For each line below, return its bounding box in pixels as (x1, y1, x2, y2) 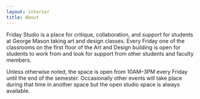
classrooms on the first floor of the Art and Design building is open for (6, 43, 181, 51)
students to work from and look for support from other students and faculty (6, 50, 194, 57)
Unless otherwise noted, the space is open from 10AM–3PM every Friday (6, 68, 188, 75)
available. (6, 87, 30, 94)
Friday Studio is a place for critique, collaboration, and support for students (6, 31, 193, 38)
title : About (6, 14, 39, 20)
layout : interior (6, 8, 50, 15)
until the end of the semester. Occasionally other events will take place (6, 74, 182, 82)
